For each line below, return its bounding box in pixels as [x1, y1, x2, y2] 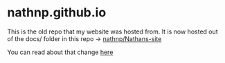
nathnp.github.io [7, 5, 107, 21]
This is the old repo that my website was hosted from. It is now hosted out [7, 27, 218, 36]
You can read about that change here [7, 48, 114, 56]
